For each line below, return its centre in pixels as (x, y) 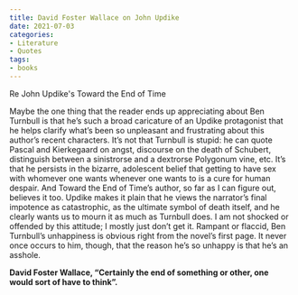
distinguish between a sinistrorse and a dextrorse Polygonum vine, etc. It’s (148, 159)
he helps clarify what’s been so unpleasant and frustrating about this (137, 130)
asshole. (25, 254)
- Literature (34, 43)
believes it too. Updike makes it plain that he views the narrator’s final (138, 197)
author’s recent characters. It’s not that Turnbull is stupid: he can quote (141, 140)
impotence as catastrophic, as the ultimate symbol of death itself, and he (144, 207)
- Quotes (26, 51)
